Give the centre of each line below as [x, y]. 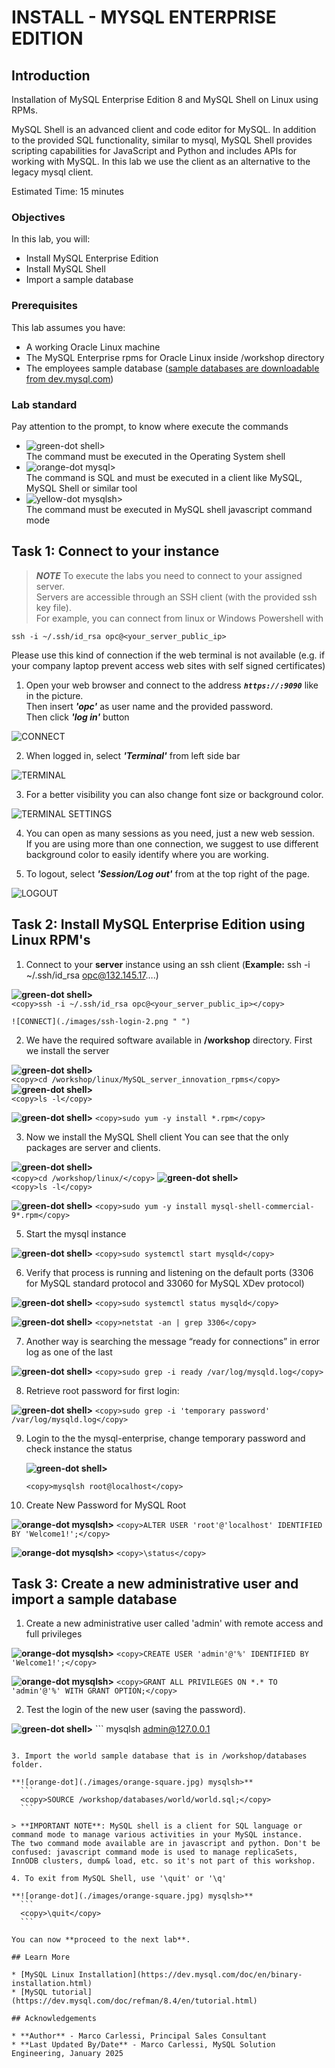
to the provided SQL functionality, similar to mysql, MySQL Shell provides [162, 140]
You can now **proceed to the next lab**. [101, 1940]
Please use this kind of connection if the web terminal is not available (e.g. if [168, 655]
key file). [53, 607]
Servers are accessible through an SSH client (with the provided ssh [176, 597]
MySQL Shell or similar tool [81, 488]
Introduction [51, 75]
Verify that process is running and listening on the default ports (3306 [169, 1272]
